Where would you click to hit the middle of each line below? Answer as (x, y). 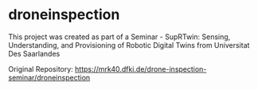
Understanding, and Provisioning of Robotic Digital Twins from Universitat (129, 45)
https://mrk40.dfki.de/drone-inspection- (141, 68)
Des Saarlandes (34, 53)
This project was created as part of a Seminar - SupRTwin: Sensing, (119, 37)
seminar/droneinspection (49, 77)
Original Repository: (41, 68)
